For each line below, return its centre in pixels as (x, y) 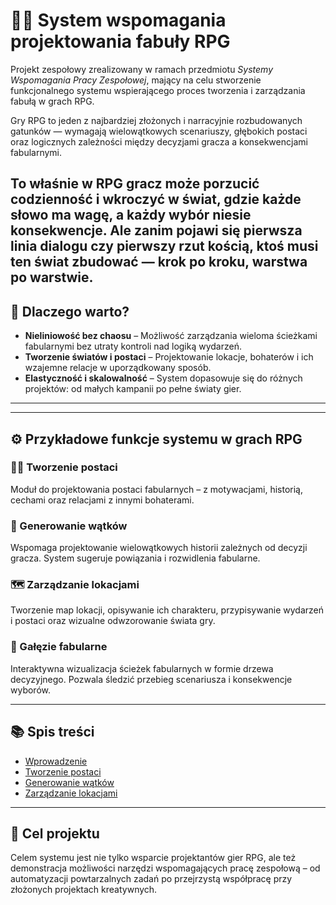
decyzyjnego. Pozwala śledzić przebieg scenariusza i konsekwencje (151, 679)
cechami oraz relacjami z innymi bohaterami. (102, 500)
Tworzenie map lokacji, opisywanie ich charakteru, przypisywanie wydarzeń (167, 610)
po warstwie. (52, 277)
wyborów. (30, 690)
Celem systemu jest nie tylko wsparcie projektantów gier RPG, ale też (153, 858)
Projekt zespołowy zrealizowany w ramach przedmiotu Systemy (142, 69)
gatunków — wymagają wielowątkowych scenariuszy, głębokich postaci (159, 131)
